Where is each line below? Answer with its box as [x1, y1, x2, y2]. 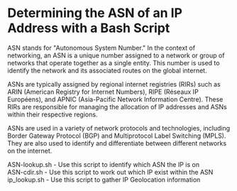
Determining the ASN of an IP [7, 5, 183, 21]
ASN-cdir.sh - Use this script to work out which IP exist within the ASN [7, 168, 214, 176]
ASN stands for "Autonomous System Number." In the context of [7, 43, 196, 52]
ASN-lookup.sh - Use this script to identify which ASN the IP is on [7, 160, 200, 168]
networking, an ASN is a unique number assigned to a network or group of [7, 51, 225, 60]
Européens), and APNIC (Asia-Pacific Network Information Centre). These [7, 94, 224, 104]
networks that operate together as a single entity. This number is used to [7, 58, 220, 67]
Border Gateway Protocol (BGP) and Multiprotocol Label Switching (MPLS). [7, 131, 226, 140]
